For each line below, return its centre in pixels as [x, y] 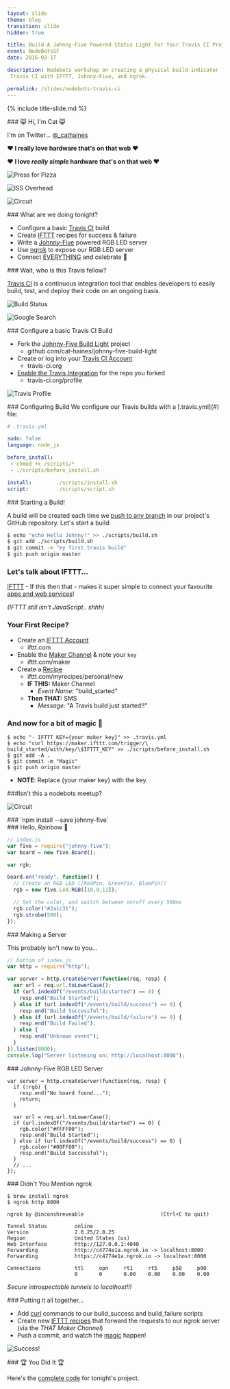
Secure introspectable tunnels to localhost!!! [69, 1287]
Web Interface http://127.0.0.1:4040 [73, 1244]
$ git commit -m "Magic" [42, 761]
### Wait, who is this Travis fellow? [57, 270]
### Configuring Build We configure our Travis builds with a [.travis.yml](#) [113, 406]
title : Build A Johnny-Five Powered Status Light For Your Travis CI [108, 45]
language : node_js [33, 445]
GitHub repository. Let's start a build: [59, 523]
